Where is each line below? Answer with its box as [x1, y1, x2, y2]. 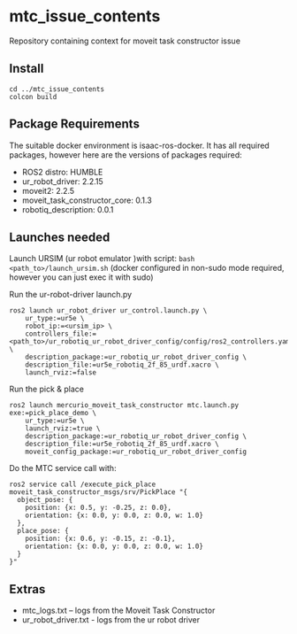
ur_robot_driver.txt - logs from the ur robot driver [21, 615, 201, 625]
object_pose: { [17, 496, 73, 505]
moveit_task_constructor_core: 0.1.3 [21, 195, 152, 205]
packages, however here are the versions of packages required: [9, 149, 242, 160]
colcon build [9, 92, 57, 101]
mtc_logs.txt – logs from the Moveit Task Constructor [21, 605, 216, 616]
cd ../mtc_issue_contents [9, 84, 104, 94]
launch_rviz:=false [25, 368, 97, 377]
